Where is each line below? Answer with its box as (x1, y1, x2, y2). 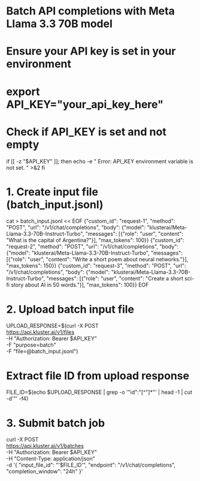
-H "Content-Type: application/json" (6, 455, 95, 462)
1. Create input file (6, 185, 99, 199)
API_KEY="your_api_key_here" (6, 97, 163, 111)
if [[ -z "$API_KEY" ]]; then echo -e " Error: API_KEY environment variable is (6, 157, 193, 165)
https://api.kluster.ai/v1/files (6, 328, 75, 336)
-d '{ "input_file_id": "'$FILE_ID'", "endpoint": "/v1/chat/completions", (6, 461, 175, 469)
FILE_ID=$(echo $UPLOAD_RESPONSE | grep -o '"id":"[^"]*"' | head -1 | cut (6, 389, 193, 396)
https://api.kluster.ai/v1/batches (6, 443, 84, 450)
